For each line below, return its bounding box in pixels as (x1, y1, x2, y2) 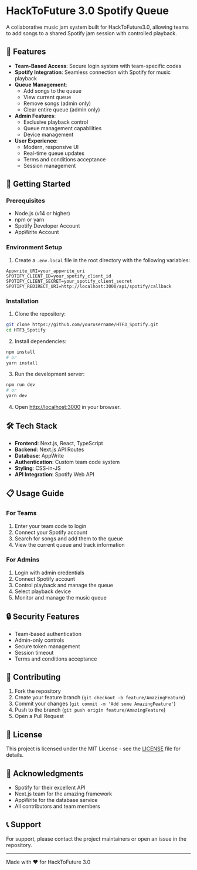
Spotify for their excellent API (14, 784, 86, 791)
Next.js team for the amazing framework (14, 790, 113, 797)
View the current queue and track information (14, 541, 125, 548)
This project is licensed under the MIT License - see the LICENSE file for (6, 745, 181, 752)
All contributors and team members (14, 803, 101, 810)
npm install (6, 349, 35, 355)
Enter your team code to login (14, 522, 87, 529)
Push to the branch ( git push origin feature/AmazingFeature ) (14, 706, 166, 713)
